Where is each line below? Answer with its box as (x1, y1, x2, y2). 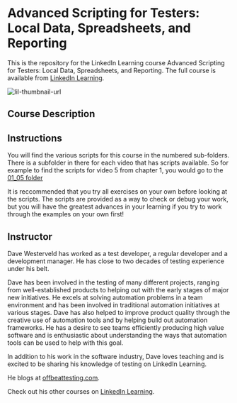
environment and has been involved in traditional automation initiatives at (7, 300, 220, 309)
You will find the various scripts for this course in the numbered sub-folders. (7, 151, 230, 160)
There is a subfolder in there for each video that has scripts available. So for (7, 158, 229, 167)
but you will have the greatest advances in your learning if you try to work (7, 202, 222, 211)
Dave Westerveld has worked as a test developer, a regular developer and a (7, 249, 228, 258)
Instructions (7, 132, 62, 144)
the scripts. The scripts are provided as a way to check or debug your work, (7, 195, 229, 204)
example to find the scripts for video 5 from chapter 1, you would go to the (7, 166, 224, 175)
